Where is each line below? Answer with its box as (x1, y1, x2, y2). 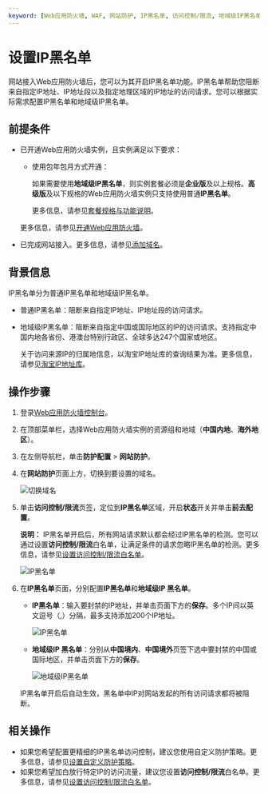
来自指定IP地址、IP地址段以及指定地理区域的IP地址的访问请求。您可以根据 (8, 86, 251, 96)
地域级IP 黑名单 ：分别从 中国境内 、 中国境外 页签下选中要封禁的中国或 (31, 644, 257, 654)
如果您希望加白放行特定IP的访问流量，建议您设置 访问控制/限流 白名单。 (19, 767, 253, 776)
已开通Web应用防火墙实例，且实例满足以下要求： (19, 145, 182, 154)
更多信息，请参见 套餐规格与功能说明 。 (31, 205, 158, 216)
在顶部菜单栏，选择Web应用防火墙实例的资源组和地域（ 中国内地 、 (19, 425, 238, 434)
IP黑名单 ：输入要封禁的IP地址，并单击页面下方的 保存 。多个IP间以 (31, 600, 247, 610)
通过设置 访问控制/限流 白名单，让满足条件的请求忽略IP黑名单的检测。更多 (19, 540, 260, 549)
